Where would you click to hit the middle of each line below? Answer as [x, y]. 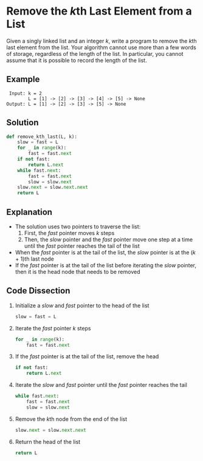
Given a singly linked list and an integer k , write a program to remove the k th [102, 41]
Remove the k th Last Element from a [99, 11]
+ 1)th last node [35, 259]
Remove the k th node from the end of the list [71, 419]
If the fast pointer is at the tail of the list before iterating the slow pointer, [105, 265]
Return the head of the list [48, 442]
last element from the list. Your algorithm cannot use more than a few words [101, 47]
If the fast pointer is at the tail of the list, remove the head [87, 357]
